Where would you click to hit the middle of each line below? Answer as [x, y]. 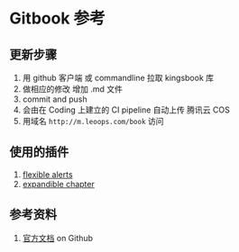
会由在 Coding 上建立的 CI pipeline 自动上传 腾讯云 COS [126, 110]
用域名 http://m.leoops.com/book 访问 [93, 121]
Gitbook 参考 [57, 18]
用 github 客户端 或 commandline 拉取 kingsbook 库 [118, 78]
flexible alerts [48, 174]
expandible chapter [58, 184]
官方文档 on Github [57, 238]
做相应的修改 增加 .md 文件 [73, 89]
